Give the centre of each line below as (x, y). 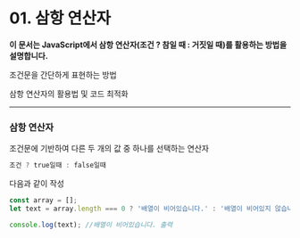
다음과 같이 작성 (37, 184)
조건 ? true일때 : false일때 (58, 166)
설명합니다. (29, 55)
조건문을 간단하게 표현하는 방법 (63, 74)
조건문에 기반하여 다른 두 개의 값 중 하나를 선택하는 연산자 (109, 149)
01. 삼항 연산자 (60, 18)
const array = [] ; (43, 201)
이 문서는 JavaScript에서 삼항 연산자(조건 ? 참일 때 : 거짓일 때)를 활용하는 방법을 (148, 45)
